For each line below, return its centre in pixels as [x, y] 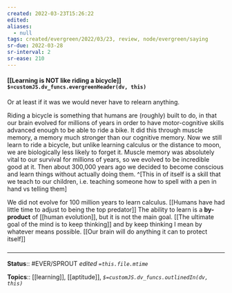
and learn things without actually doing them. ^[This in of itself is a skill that [114, 174]
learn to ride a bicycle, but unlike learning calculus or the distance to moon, [114, 144]
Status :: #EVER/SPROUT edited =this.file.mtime [78, 264]
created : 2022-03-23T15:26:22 [51, 13]
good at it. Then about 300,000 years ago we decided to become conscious [116, 167]
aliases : [20, 26]
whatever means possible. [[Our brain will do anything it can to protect [107, 231]
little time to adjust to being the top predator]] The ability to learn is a [105, 209]
